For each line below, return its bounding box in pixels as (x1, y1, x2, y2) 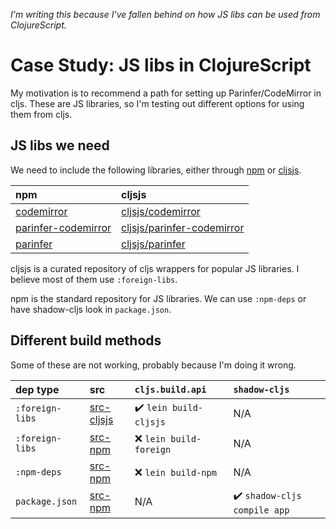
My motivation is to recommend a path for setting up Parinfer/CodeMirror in (10, 87, 322, 99)
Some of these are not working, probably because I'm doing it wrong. (10, 359, 297, 371)
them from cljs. (10, 108, 73, 120)
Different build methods (10, 332, 162, 349)
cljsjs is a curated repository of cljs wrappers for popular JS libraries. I (10, 262, 300, 274)
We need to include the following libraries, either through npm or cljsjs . (10, 164, 302, 176)
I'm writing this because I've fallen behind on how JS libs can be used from (10, 9, 321, 20)
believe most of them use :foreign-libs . (10, 273, 178, 285)
